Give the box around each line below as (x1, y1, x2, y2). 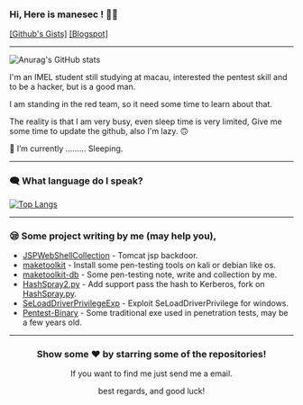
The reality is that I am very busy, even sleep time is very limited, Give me (9, 116, 282, 127)
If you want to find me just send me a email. (70, 368, 233, 379)
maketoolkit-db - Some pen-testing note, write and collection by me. (22, 269, 278, 280)
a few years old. (22, 317, 83, 328)
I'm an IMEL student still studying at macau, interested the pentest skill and (9, 72, 288, 83)
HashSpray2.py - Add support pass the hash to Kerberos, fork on (22, 278, 265, 289)
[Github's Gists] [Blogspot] (9, 29, 108, 40)
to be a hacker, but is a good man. (9, 81, 136, 93)
